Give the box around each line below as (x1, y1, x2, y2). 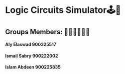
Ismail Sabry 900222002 (5, 53, 58, 59)
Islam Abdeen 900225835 (5, 64, 61, 70)
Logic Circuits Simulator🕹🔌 (5, 4, 121, 16)
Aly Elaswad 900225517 (5, 41, 56, 48)
